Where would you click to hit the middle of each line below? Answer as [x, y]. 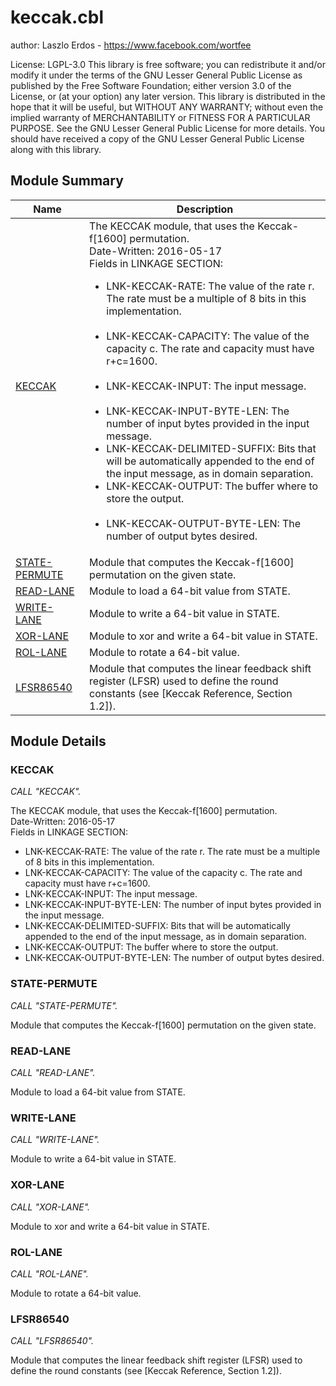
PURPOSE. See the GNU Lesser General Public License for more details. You [168, 128]
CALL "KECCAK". [46, 792]
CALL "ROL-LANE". [49, 1273]
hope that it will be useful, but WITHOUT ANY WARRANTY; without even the [167, 107]
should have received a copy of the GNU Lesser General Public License [157, 138]
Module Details [58, 741]
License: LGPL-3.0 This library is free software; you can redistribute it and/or [168, 64]
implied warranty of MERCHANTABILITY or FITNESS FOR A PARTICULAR [160, 117]
